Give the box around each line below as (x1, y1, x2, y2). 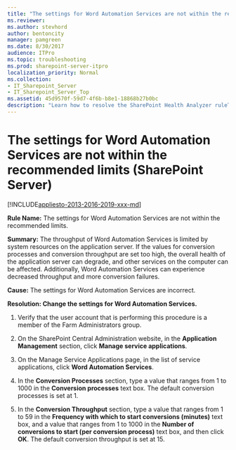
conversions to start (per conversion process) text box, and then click (17, 427, 224, 436)
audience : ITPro (7, 50, 55, 57)
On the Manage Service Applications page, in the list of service (17, 355, 201, 364)
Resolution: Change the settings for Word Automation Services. (7, 300, 197, 308)
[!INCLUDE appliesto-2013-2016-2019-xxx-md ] (7, 200, 142, 208)
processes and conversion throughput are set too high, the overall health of (7, 250, 226, 258)
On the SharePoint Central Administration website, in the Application (17, 334, 217, 342)
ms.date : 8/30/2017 (7, 43, 65, 50)
